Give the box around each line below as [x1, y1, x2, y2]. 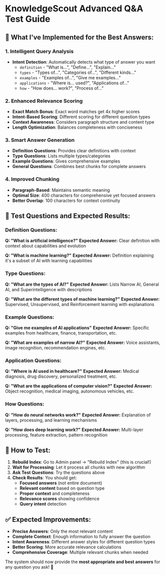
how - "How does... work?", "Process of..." [19, 85, 104, 91]
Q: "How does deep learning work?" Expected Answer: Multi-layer [5, 427, 144, 433]
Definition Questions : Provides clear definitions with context [12, 148, 136, 154]
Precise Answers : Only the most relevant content [12, 528, 113, 535]
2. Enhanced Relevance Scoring [5, 97, 83, 104]
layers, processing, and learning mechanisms [5, 417, 98, 423]
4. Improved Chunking [5, 176, 60, 183]
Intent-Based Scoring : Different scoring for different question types [12, 114, 150, 120]
